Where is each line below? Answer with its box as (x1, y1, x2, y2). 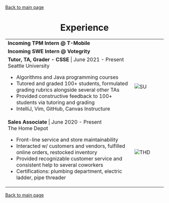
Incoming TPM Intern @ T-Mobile (8, 39, 91, 46)
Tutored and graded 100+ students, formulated (16, 80, 128, 87)
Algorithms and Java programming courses (16, 73, 119, 80)
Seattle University (8, 62, 50, 69)
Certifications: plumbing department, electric (16, 168, 122, 175)
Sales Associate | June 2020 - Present (8, 118, 102, 125)
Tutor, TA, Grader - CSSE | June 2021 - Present (8, 56, 124, 63)
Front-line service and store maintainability (16, 136, 119, 143)
